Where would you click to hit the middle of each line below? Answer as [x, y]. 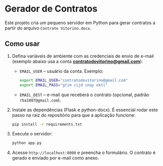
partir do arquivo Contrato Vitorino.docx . [48, 28]
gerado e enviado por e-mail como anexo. [55, 158]
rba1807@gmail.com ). [40, 100]
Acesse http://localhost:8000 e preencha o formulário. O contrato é [84, 153]
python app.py [27, 143]
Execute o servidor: [32, 134]
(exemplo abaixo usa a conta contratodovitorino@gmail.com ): [77, 61]
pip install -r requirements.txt [47, 124]
